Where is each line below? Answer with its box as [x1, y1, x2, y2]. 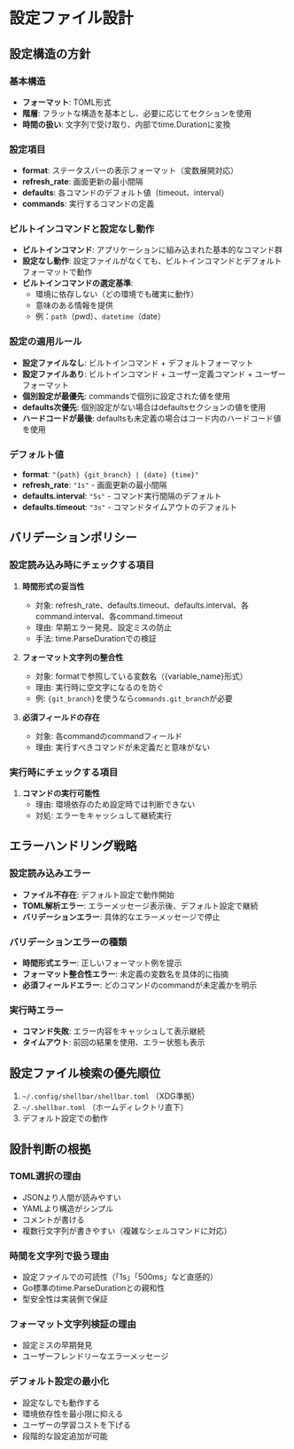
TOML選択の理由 [9, 1170, 81, 1183]
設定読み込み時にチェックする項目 [9, 559, 155, 571]
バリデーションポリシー [9, 530, 137, 546]
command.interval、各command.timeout [35, 610, 183, 621]
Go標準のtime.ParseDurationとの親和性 [21, 1283, 166, 1294]
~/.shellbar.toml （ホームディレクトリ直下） [21, 1102, 189, 1113]
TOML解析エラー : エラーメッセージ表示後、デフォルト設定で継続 [21, 900, 259, 910]
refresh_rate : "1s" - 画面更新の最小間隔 [21, 480, 167, 491]
